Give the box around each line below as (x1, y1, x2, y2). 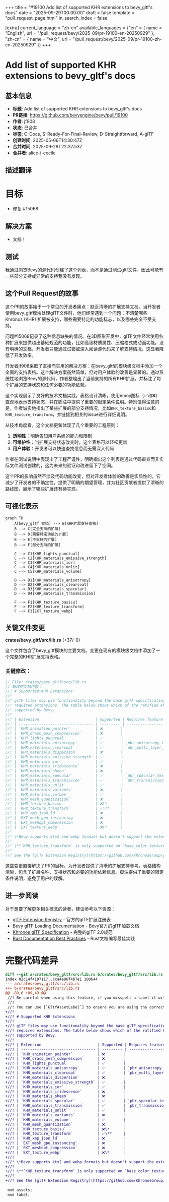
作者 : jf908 (12, 118, 35, 124)
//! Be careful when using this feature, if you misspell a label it (7, 995, 156, 1000)
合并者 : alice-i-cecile (12, 150, 56, 156)
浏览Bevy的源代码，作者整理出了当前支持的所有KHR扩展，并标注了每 (18, 375, 161, 381)
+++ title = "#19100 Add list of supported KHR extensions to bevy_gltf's (5, 5, 153, 10)
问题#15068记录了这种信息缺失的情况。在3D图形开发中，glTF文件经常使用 (5, 333, 159, 339)
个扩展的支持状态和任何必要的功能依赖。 (5, 382, 89, 388)
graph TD (5, 515, 24, 521)
